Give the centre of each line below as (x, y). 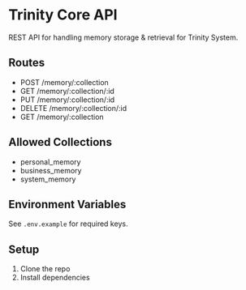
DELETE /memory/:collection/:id (73, 108)
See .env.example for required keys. (68, 224)
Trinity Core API (63, 15)
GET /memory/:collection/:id (67, 91)
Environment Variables (67, 204)
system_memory (48, 179)
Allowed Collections (60, 142)
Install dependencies (55, 278)
